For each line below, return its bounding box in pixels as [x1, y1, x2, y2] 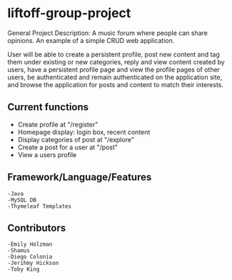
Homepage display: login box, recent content [17, 127, 151, 136]
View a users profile [17, 150, 77, 159]
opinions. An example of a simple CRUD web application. [7, 36, 175, 44]
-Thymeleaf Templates [7, 202, 72, 210]
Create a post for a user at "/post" [17, 143, 118, 151]
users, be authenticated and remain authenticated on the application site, [7, 73, 223, 81]
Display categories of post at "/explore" [17, 135, 134, 144]
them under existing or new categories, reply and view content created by [7, 57, 225, 66]
